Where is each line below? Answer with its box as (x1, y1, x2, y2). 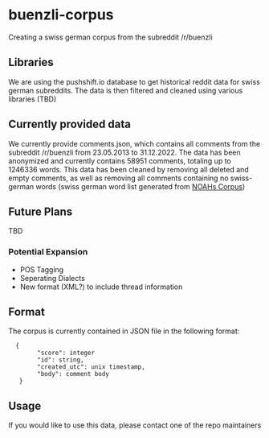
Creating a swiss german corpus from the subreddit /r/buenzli (8, 32, 213, 42)
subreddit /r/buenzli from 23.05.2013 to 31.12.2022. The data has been (8, 147, 241, 157)
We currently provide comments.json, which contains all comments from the (8, 138, 261, 148)
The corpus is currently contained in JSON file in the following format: (8, 326, 240, 336)
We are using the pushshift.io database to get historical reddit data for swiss (8, 76, 261, 86)
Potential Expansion (8, 246, 88, 258)
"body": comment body (37, 370, 110, 378)
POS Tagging (19, 264, 64, 275)
